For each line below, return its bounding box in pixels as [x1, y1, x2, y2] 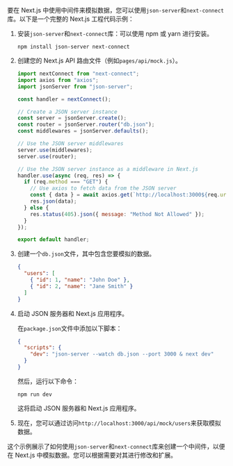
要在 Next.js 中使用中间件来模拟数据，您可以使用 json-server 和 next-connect [7, 6, 225, 14]
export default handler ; [17, 236, 90, 243]
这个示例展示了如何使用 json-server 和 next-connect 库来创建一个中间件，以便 [7, 442, 225, 450]
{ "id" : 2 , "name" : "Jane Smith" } [30, 283, 134, 290]
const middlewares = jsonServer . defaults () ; [17, 128, 149, 135]
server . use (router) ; [17, 153, 77, 160]
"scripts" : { [24, 344, 62, 351]
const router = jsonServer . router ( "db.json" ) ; [17, 121, 155, 128]
